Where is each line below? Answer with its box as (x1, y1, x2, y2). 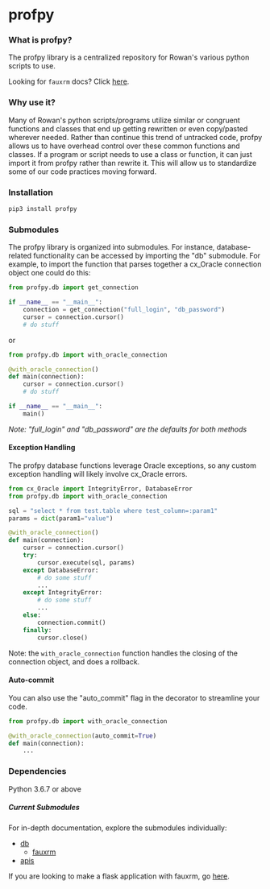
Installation (8, 187, 54, 198)
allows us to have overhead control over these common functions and (8, 141, 240, 151)
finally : (23, 626, 52, 634)
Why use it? (8, 97, 56, 108)
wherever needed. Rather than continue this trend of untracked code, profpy (8, 132, 263, 142)
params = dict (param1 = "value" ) (8, 514, 114, 523)
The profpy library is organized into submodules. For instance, (8, 242, 215, 252)
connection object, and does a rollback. (8, 656, 140, 666)
